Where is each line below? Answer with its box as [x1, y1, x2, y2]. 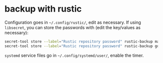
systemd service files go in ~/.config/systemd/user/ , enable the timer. [4, 52, 144, 58]
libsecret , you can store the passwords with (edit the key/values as [4, 24, 141, 30]
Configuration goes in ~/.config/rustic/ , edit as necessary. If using [4, 19, 142, 25]
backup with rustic [4, 3, 82, 15]
